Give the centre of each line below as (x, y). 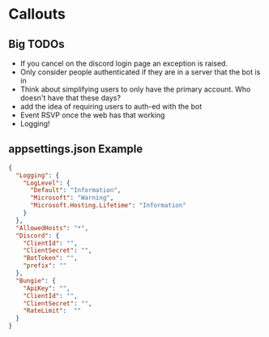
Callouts (37, 14)
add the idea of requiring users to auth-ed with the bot (111, 107)
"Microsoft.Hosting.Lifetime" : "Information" (108, 206)
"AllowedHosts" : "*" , (52, 228)
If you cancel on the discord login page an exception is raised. (124, 63)
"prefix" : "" (45, 266)
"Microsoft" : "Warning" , (72, 198)
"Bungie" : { (36, 280)
